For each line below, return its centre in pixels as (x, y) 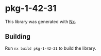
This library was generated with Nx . (41, 22)
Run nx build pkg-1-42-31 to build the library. (50, 48)
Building (18, 37)
